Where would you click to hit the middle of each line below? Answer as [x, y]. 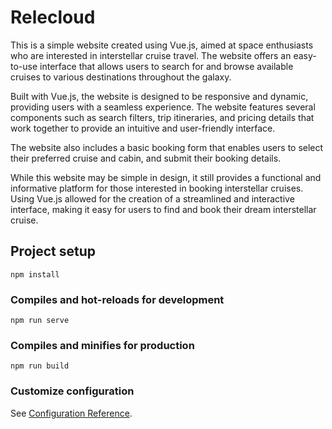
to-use [24, 66]
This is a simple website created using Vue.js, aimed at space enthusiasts [162, 45]
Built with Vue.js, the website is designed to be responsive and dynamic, [159, 96]
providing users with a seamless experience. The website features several [163, 107]
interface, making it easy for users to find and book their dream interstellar [163, 209]
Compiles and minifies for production [102, 345]
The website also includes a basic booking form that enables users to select [167, 147]
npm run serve [40, 321]
